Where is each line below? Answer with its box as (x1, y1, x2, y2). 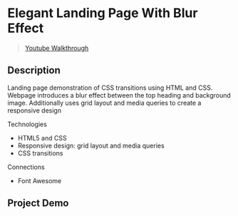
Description (7, 64, 61, 76)
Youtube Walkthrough (24, 43, 89, 52)
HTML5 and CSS (17, 133, 67, 142)
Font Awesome (17, 176, 62, 185)
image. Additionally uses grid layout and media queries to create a (7, 98, 202, 107)
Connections (7, 163, 45, 171)
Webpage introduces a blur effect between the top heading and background (7, 91, 232, 99)
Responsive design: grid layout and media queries (17, 141, 165, 150)
